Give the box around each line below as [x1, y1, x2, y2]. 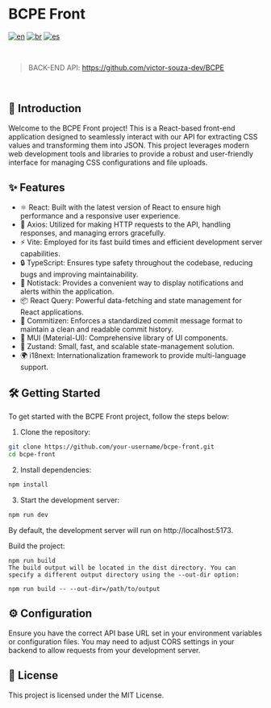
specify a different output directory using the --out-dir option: [8, 570, 240, 579]
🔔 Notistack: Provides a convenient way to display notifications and [19, 277, 244, 287]
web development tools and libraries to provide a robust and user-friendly [8, 148, 254, 158]
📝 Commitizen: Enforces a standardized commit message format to [19, 315, 244, 325]
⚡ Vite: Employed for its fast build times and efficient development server [19, 237, 263, 247]
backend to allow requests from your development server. [8, 645, 201, 655]
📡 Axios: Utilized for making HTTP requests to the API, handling [19, 219, 231, 229]
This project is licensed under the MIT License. [8, 690, 165, 700]
